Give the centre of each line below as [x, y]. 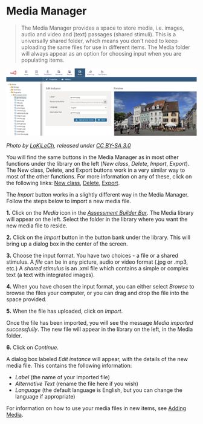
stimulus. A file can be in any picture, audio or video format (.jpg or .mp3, [97, 262]
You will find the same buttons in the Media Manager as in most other [93, 157]
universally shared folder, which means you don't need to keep [99, 41]
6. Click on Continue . [33, 347]
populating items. [43, 60]
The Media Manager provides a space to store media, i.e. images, [102, 28]
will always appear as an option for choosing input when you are [101, 53]
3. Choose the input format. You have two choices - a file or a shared [92, 256]
